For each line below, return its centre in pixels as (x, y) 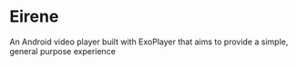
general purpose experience (63, 51)
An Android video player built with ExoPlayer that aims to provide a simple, (149, 42)
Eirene (34, 17)
